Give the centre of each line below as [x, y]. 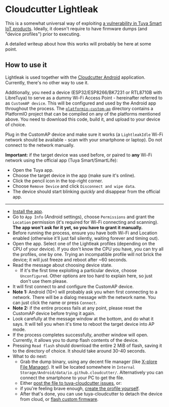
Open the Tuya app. [33, 170]
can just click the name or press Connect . [55, 302]
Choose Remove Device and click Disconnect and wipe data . [74, 186]
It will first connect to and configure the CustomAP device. [73, 286]
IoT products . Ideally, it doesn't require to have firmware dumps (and [76, 28]
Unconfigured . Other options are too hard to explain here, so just [86, 276]
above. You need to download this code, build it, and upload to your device [83, 119]
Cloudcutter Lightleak [52, 9]
